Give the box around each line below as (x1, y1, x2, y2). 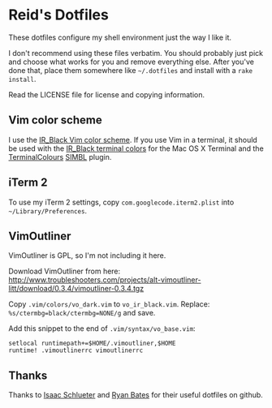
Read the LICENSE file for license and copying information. (8, 89, 205, 99)
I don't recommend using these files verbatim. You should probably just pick (8, 48, 264, 58)
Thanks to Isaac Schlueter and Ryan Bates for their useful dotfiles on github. (8, 390, 264, 400)
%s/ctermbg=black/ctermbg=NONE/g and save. (8, 308, 156, 318)
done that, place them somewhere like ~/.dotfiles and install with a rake (8, 65, 253, 75)
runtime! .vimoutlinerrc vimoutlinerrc (8, 346, 144, 354)
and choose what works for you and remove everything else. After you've (8, 57, 254, 67)
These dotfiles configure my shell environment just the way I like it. (8, 32, 232, 42)
